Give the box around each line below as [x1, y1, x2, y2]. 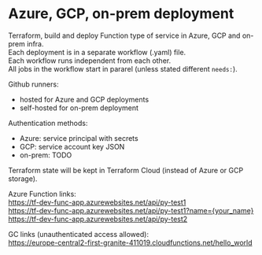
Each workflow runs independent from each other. [8, 56, 172, 65]
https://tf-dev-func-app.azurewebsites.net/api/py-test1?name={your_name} [8, 205, 254, 215]
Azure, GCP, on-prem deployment [8, 5, 234, 23]
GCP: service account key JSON [19, 142, 125, 151]
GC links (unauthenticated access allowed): [8, 229, 149, 238]
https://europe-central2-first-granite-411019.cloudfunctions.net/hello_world [8, 238, 253, 247]
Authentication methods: [8, 118, 88, 128]
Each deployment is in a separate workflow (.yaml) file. [8, 47, 186, 57]
